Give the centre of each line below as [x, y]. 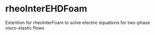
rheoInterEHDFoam [46, 9]
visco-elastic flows [25, 27]
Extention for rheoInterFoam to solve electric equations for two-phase [77, 22]
